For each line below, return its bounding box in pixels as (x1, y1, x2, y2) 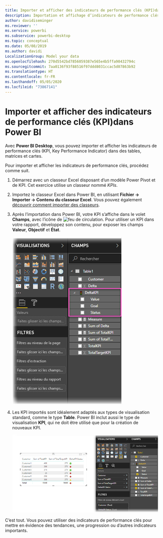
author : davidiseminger (5, 18, 53, 23)
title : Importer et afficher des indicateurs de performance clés (5, 8, 142, 13)
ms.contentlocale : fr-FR (5, 74, 55, 80)
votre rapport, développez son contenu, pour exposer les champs (12, 221, 144, 228)
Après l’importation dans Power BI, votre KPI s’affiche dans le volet (12, 211, 146, 217)
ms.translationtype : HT (5, 69, 53, 74)
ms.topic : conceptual (5, 39, 49, 44)
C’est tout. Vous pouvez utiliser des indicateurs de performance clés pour (5, 517, 152, 523)
